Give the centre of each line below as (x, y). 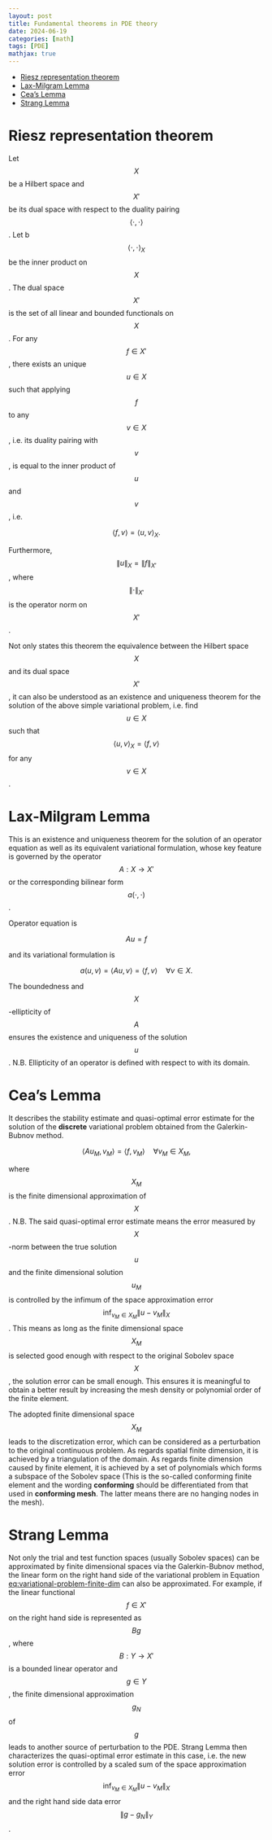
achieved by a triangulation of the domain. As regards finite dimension (126, 1459)
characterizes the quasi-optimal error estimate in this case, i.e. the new (127, 1755)
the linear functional (42, 1592)
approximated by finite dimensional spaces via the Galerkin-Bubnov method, (136, 1566)
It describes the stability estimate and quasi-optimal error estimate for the (132, 1118)
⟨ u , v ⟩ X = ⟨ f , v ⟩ (136, 744)
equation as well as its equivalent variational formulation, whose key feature (135, 848)
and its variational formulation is (62, 954)
